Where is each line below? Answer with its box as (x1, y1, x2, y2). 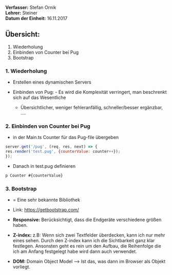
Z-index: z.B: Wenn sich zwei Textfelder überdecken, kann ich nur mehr (12, 232, 165, 238)
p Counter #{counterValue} (5, 173, 63, 179)
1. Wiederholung (5, 67, 47, 74)
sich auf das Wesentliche (12, 94, 66, 101)
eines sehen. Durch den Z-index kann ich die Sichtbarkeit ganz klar (12, 238, 155, 244)
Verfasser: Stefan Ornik (5, 5, 56, 10)
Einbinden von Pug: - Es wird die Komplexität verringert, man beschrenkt (12, 89, 167, 95)
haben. (12, 222, 28, 228)
